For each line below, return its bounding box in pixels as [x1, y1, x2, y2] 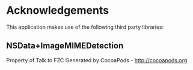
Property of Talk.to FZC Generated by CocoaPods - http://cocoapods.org [6, 56, 188, 63]
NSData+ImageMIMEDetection [6, 41, 124, 51]
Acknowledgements [6, 4, 109, 17]
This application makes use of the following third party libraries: [6, 23, 164, 31]
